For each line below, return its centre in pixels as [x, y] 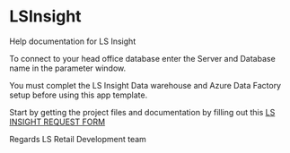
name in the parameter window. [68, 68]
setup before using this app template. [79, 95]
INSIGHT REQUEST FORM [57, 122]
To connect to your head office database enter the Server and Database [142, 58]
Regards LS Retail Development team [78, 139]
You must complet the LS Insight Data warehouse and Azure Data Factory [145, 85]
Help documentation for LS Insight [73, 41]
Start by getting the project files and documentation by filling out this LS [142, 112]
